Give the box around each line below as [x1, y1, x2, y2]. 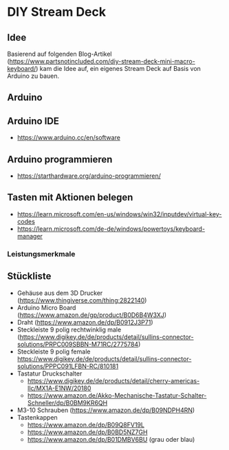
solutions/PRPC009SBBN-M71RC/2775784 [17, 340, 139, 348]
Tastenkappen [17, 413, 58, 421]
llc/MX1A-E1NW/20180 [27, 384, 91, 392]
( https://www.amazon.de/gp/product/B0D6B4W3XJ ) [17, 311, 167, 319]
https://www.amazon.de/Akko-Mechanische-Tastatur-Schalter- [27, 391, 207, 400]
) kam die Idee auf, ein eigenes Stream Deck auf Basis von [35, 65, 201, 72]
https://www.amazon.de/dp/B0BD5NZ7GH [27, 428, 148, 436]
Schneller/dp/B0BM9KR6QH [27, 398, 108, 407]
